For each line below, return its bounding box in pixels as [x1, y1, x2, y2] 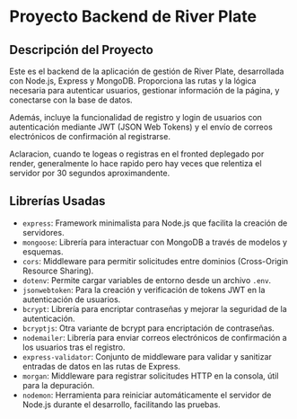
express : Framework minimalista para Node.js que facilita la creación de [22, 218, 288, 228]
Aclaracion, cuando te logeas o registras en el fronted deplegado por [9, 148, 265, 159]
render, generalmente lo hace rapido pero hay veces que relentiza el [9, 158, 262, 168]
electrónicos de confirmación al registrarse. [9, 131, 170, 141]
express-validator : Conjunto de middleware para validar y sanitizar [22, 351, 272, 361]
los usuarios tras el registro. [22, 342, 126, 352]
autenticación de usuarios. [22, 294, 121, 305]
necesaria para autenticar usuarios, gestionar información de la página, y [9, 85, 280, 95]
